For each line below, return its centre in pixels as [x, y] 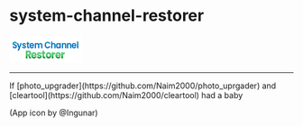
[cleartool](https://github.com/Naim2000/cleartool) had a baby [126, 95]
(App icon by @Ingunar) [54, 113]
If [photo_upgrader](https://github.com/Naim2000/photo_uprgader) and [143, 86]
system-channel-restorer [107, 16]
